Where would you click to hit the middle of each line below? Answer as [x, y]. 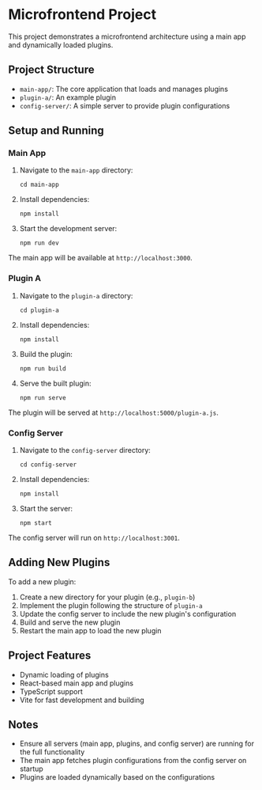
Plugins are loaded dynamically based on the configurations [117, 777]
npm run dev [39, 243]
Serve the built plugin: [55, 383]
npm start [36, 523]
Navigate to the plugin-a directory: [76, 295]
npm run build [43, 368]
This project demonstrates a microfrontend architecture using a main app [127, 36]
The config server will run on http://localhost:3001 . [94, 538]
